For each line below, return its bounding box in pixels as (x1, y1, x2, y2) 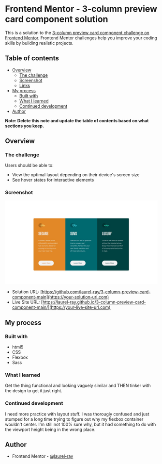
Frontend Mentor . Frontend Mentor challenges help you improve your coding (5, 35, 158, 41)
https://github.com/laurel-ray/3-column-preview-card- (42, 289, 151, 295)
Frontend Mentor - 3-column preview (5, 3, 158, 15)
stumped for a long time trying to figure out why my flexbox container (5, 416, 144, 422)
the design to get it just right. (5, 388, 63, 394)
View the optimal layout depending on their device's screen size (12, 172, 140, 178)
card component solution (5, 14, 108, 25)
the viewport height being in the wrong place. (5, 426, 96, 432)
